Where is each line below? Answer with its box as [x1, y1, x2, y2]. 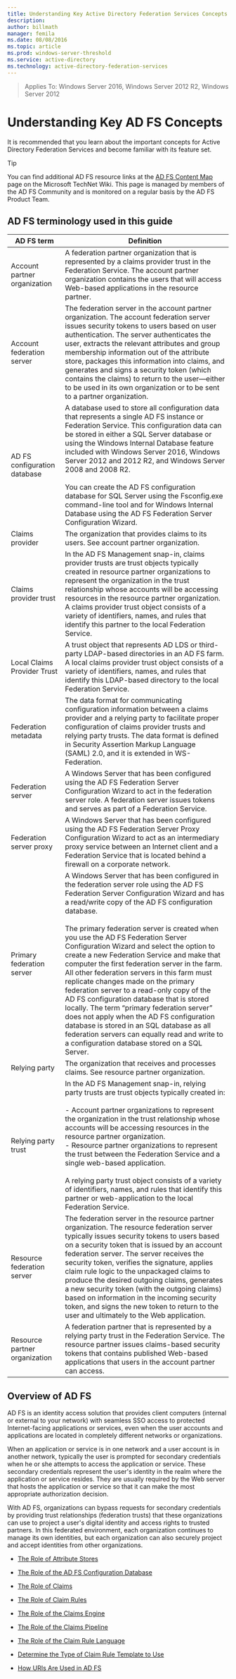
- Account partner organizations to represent [65, 1105, 214, 1115]
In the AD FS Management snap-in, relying [65, 1079, 206, 1089]
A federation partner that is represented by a [65, 1322, 212, 1332]
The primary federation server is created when [65, 924, 219, 934]
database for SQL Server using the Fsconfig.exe [65, 491, 223, 501]
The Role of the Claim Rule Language [17, 1637, 125, 1645]
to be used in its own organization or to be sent [65, 383, 220, 393]
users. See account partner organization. [65, 538, 200, 548]
